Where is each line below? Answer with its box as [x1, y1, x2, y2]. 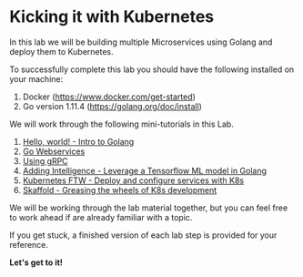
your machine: [9, 73, 64, 84]
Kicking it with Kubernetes [9, 6, 215, 27]
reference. [9, 239, 48, 250]
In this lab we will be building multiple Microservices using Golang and [9, 36, 273, 47]
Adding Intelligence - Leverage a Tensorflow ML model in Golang [22, 165, 267, 176]
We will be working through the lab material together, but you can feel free [9, 202, 288, 213]
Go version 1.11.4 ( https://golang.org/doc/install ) [22, 100, 203, 111]
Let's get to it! [9, 257, 64, 268]
